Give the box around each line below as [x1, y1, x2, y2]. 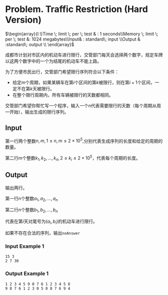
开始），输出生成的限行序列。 [9, 109, 69, 115]
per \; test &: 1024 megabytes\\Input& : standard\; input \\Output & [5, 36, 141, 42]
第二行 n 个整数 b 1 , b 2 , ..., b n [5, 207, 58, 214]
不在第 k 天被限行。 [16, 85, 55, 91]
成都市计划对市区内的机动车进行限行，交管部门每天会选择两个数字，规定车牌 [5, 52, 163, 58]
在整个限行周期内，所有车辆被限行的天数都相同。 [12, 92, 113, 98]
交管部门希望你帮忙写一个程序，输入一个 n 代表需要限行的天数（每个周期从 [5, 102, 157, 108]
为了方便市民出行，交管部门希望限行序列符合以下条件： [5, 69, 119, 75]
